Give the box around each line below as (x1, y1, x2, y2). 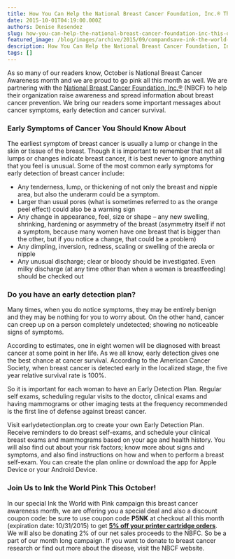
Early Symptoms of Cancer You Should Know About (7, 123, 187, 133)
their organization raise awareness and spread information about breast (7, 90, 214, 99)
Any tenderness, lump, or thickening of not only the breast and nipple (17, 183, 218, 191)
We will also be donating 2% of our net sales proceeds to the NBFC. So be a (7, 529, 227, 537)
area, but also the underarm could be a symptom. (17, 190, 160, 198)
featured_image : (7, 36, 55, 43)
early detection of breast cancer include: (7, 169, 124, 177)
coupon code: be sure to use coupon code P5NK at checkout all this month (7, 513, 225, 523)
